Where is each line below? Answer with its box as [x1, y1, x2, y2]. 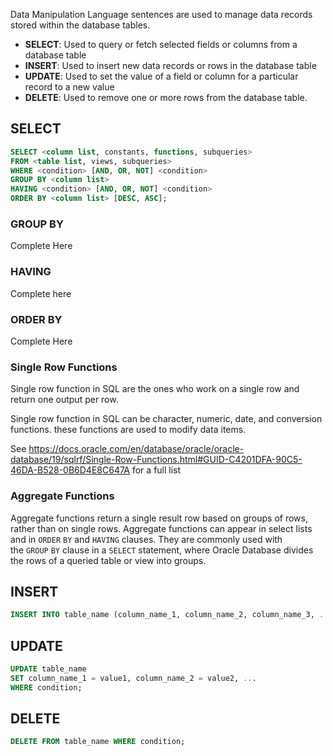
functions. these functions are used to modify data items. [10, 424, 247, 436]
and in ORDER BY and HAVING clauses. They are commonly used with [10, 533, 283, 545]
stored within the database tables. [10, 19, 151, 31]
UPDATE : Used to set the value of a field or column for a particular [24, 70, 299, 82]
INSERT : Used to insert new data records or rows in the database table [24, 60, 317, 71]
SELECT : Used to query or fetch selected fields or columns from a [24, 39, 298, 50]
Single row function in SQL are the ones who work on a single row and [10, 383, 300, 395]
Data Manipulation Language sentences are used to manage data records [10, 9, 313, 20]
